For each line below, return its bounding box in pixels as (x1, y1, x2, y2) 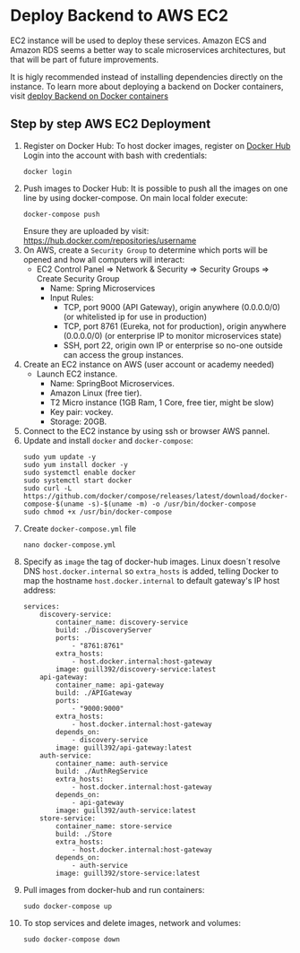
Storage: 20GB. (49, 416, 107, 427)
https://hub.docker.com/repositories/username (22, 235, 197, 246)
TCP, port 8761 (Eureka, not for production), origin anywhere (63, 320, 287, 332)
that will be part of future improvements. (10, 54, 159, 65)
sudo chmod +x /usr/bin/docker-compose (22, 507, 173, 516)
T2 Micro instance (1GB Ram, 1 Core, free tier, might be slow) (49, 396, 275, 408)
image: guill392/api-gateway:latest (56, 743, 193, 752)
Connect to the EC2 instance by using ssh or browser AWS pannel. (22, 425, 270, 436)
